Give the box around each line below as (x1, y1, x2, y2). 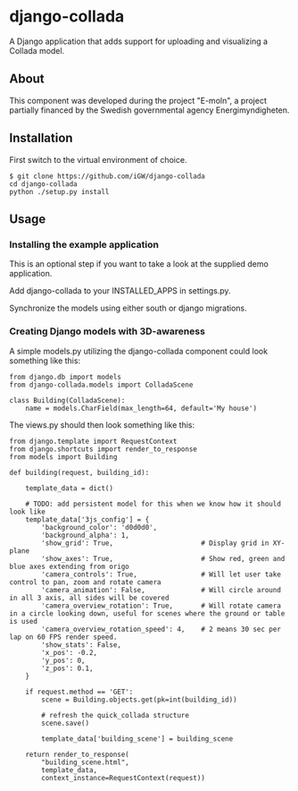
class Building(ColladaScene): (9, 395, 126, 404)
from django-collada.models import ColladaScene (9, 380, 194, 389)
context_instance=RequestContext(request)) (41, 773, 205, 782)
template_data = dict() (25, 483, 114, 493)
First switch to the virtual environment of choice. (9, 154, 187, 165)
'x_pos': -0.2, (41, 648, 98, 657)
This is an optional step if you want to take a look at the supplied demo (9, 259, 269, 269)
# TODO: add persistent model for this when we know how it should (25, 499, 281, 508)
